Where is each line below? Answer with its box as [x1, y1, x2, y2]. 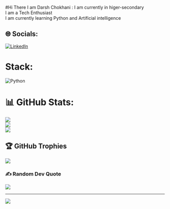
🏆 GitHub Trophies [5, 142, 67, 151]
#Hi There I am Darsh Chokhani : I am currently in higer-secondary [5, 5, 144, 10]
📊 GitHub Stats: [5, 96, 74, 108]
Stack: [5, 61, 33, 73]
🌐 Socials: [5, 30, 38, 39]
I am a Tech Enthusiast [5, 10, 53, 16]
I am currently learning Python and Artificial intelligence [5, 15, 121, 21]
